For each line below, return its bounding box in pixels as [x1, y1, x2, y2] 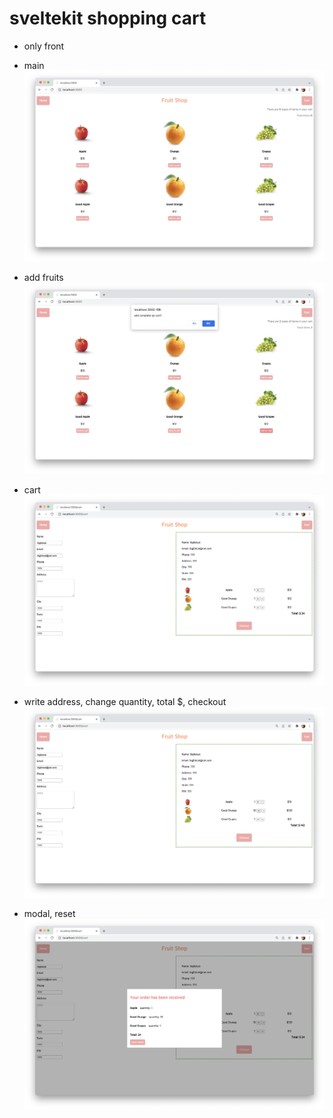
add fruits [23, 272, 64, 284]
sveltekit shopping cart [9, 7, 207, 30]
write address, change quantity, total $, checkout [23, 695, 227, 707]
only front [23, 40, 65, 52]
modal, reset [23, 908, 76, 920]
